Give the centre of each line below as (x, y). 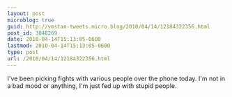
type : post (23, 53)
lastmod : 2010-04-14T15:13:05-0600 (59, 46)
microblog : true (31, 20)
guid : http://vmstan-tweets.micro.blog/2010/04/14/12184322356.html (109, 26)
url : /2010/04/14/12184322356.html (59, 59)
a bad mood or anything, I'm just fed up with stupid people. (92, 86)
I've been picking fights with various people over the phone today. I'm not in (116, 78)
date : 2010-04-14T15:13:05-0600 (54, 39)
